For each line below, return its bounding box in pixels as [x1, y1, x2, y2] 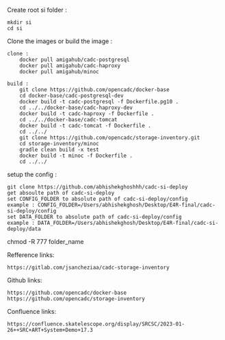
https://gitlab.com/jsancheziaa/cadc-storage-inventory [7, 264, 170, 271]
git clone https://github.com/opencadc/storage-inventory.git [19, 134, 200, 141]
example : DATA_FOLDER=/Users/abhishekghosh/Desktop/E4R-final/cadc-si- [7, 219, 219, 226]
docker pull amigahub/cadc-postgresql [19, 56, 130, 63]
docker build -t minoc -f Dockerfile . [19, 152, 133, 159]
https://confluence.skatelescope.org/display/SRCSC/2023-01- [7, 321, 185, 328]
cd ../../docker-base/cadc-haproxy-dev [19, 104, 133, 111]
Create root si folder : [7, 6, 67, 14]
